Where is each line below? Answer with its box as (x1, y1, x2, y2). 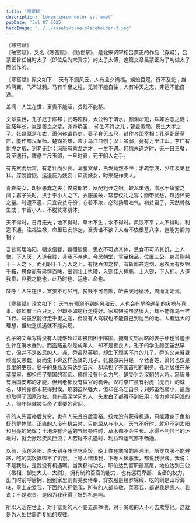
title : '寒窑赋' (6, 8, 43, 15)
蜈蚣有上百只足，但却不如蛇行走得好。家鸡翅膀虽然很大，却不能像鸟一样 (16, 307, 190, 315)
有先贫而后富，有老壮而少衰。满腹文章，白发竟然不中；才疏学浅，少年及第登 (6, 165, 190, 172)
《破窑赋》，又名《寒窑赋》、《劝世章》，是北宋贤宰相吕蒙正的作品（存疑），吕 (6, 49, 188, 56)
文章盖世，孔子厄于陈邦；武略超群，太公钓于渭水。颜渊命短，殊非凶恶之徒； (6, 115, 190, 123)
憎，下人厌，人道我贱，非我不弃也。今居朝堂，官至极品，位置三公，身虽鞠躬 (6, 253, 190, 261)
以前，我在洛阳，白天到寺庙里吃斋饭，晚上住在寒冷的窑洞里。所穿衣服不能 (6, 447, 185, 454)
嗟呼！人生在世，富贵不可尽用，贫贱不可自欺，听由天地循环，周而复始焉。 (6, 288, 185, 295)
